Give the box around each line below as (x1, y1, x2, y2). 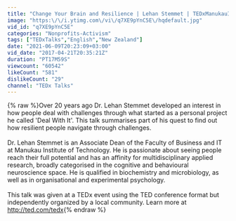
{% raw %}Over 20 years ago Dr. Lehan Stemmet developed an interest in (7, 101, 221, 109)
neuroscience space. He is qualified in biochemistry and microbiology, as (7, 168, 219, 177)
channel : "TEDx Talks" (7, 82, 74, 89)
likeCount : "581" (7, 69, 58, 76)
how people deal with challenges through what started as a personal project (7, 109, 228, 117)
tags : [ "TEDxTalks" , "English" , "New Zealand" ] (7, 36, 143, 43)
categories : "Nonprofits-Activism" (7, 29, 112, 37)
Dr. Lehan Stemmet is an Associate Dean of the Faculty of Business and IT (7, 138, 223, 147)
